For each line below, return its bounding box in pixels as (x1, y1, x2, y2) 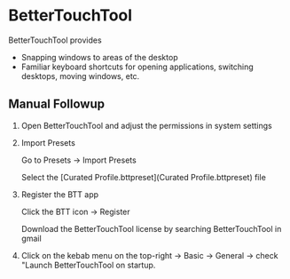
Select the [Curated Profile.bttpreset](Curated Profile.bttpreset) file (20, 171, 267, 182)
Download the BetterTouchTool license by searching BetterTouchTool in (20, 223, 282, 234)
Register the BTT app (20, 188, 99, 200)
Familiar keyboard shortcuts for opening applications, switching (20, 61, 254, 72)
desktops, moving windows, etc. (20, 70, 140, 81)
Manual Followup (8, 97, 106, 112)
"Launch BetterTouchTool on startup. (20, 259, 156, 270)
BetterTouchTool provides (8, 35, 103, 45)
